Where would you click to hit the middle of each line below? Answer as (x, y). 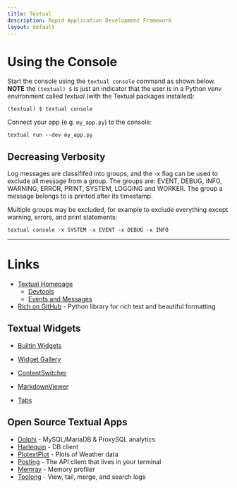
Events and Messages (60, 299)
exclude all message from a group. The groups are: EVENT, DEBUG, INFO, (115, 181)
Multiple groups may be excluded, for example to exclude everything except (118, 210)
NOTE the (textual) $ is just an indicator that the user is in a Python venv (115, 89)
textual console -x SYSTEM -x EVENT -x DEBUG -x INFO (88, 230)
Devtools (41, 292)
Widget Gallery (39, 359)
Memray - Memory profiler (56, 469)
